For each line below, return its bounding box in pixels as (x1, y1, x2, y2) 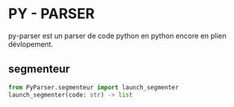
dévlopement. (8, 39, 54, 48)
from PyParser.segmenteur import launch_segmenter (8, 83, 179, 91)
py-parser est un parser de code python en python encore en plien (8, 31, 227, 40)
